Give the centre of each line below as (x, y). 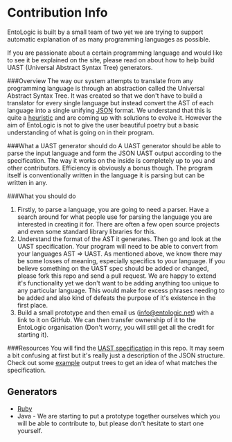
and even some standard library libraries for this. (87, 231)
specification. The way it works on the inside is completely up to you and (111, 160)
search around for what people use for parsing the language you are (115, 217)
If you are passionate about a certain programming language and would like (115, 53)
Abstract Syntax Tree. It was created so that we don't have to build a (105, 96)
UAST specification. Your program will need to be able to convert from (117, 246)
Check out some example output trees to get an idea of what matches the (112, 362)
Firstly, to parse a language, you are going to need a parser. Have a (113, 209)
